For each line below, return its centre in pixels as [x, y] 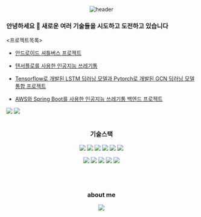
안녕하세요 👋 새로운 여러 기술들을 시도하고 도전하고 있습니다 [88, 26]
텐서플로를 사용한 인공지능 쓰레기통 [56, 66]
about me [101, 195]
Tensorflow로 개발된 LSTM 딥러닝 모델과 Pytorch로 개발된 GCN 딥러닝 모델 [105, 79]
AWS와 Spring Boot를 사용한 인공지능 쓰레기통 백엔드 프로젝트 [89, 99]
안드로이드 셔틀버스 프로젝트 [48, 53]
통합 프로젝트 [30, 86]
